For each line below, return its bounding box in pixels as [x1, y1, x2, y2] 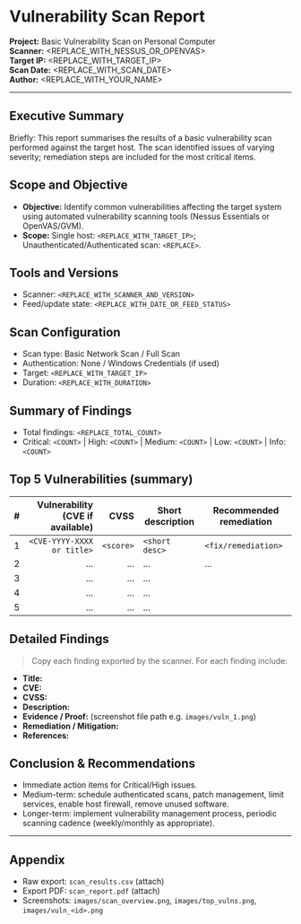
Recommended [212, 504, 279, 517]
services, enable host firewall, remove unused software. [21, 798, 230, 809]
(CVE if [62, 510, 94, 522]
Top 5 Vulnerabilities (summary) [9, 472, 193, 487]
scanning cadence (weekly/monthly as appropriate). [21, 818, 215, 829]
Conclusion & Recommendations [9, 756, 195, 771]
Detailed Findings [9, 632, 109, 647]
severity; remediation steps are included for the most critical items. [9, 151, 256, 162]
